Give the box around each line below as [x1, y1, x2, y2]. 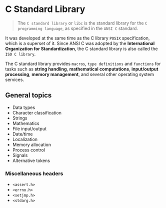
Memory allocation [12, 141, 51, 147]
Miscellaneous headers [5, 170, 63, 177]
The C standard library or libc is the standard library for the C [17, 20, 147, 26]
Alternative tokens [12, 157, 50, 163]
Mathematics [12, 120, 39, 126]
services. [5, 76, 24, 82]
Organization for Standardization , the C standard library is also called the [5, 45, 158, 51]
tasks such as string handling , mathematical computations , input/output [5, 66, 158, 72]
